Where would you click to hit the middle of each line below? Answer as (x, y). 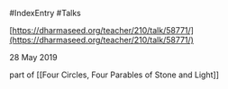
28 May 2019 (33, 57)
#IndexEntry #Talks (45, 13)
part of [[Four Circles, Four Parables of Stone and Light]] (114, 75)
